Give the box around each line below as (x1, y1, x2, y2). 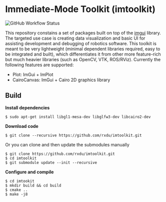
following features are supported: (5, 62, 74, 68)
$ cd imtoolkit (5, 155, 37, 161)
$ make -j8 (5, 191, 28, 196)
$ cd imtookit (5, 178, 35, 183)
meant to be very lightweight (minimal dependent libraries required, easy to (5, 46, 160, 52)
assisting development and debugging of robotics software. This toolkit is (5, 40, 156, 46)
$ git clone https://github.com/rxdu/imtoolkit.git (5, 151, 115, 156)
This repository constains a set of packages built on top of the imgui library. (5, 30, 161, 36)
